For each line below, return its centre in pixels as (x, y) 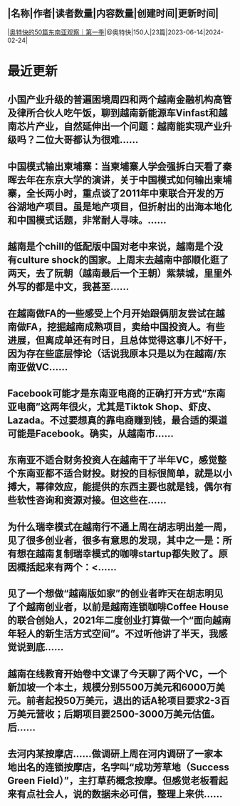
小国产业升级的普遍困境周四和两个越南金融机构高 (115, 100)
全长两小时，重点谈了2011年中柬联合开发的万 (125, 193)
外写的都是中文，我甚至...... (68, 287)
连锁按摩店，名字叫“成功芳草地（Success (137, 767)
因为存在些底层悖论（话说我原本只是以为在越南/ (112, 353)
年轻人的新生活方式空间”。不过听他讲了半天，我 (113, 634)
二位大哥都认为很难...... (87, 140)
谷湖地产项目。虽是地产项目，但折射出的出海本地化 (120, 207)
